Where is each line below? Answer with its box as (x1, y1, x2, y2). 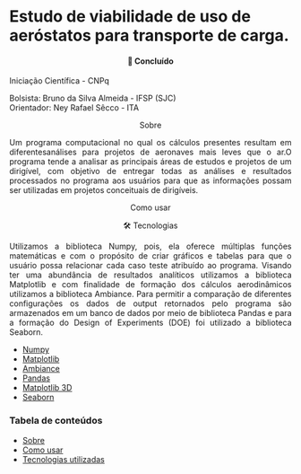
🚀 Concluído (126, 56, 175, 66)
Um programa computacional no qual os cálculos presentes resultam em (9, 137, 292, 148)
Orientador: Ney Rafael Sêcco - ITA (9, 102, 140, 113)
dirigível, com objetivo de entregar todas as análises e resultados (9, 166, 292, 177)
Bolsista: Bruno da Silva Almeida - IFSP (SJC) (9, 92, 176, 104)
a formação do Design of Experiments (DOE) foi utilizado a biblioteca (9, 317, 292, 329)
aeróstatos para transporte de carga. (9, 25, 289, 46)
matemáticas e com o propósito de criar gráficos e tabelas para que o (9, 250, 292, 261)
